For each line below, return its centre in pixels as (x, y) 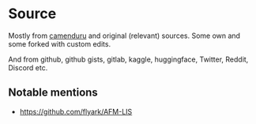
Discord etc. (28, 67)
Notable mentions (53, 93)
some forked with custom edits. (60, 43)
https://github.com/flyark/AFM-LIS (76, 111)
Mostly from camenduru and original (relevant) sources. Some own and (124, 36)
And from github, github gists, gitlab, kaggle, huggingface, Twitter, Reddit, (128, 59)
